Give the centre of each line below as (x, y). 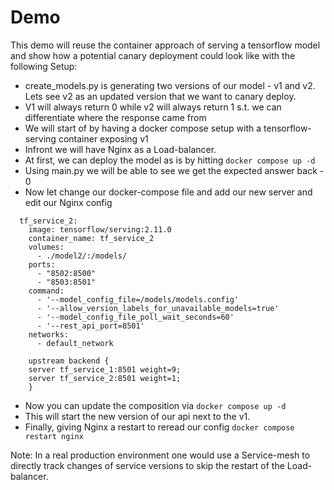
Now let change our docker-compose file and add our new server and (168, 192)
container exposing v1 (103, 138)
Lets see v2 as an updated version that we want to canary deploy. (160, 96)
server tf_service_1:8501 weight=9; (105, 369)
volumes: (46, 247)
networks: (49, 334)
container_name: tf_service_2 (91, 238)
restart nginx (54, 436)
